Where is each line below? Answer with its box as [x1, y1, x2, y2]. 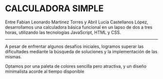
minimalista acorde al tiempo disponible [5, 68, 84, 74]
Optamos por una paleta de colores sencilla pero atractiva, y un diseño [5, 63, 147, 69]
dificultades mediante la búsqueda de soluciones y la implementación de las [5, 48, 158, 54]
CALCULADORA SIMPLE [5, 3, 104, 14]
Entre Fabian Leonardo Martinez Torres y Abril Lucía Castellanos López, [5, 19, 148, 25]
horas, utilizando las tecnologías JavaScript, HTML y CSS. [5, 29, 121, 35]
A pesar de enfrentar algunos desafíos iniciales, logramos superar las [5, 43, 144, 49]
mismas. [5, 54, 22, 59]
